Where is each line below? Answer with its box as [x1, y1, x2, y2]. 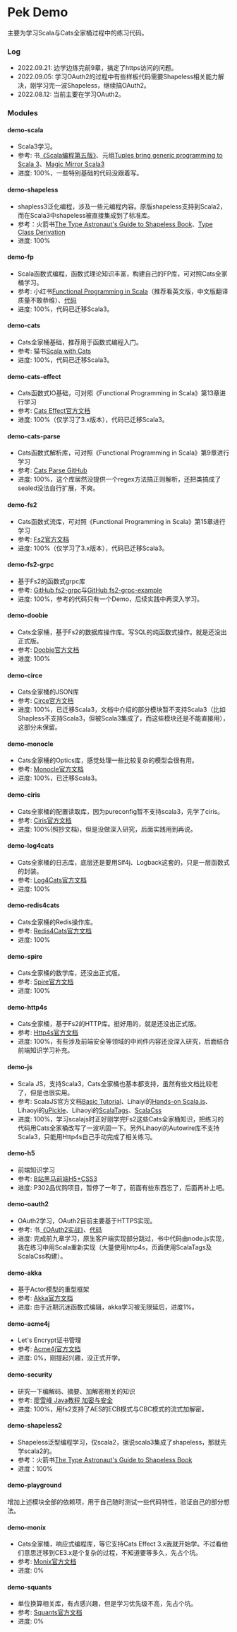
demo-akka [7, 1269, 42, 1277]
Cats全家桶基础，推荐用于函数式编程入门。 [17, 337, 142, 346]
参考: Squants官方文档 [17, 1608, 83, 1616]
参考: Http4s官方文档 [17, 1028, 79, 1037]
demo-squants [7, 1583, 52, 1591]
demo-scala [7, 125, 44, 134]
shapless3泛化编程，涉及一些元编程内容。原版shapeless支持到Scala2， [17, 202, 227, 211]
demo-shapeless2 [7, 1421, 62, 1430]
